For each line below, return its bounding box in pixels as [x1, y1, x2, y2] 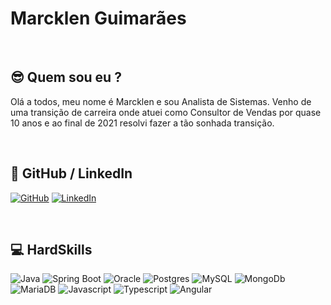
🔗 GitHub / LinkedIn [10, 165, 133, 182]
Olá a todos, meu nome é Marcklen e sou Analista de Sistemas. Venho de [10, 95, 312, 107]
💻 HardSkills [10, 241, 93, 258]
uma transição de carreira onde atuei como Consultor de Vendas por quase [10, 106, 322, 118]
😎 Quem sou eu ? [10, 69, 122, 86]
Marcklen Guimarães [10, 7, 187, 30]
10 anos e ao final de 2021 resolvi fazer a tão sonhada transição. [10, 117, 275, 129]
